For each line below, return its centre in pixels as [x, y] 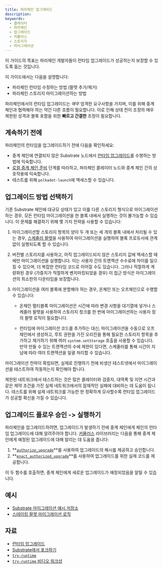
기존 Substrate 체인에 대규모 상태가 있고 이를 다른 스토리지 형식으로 [69, 210]
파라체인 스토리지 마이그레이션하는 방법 [49, 93]
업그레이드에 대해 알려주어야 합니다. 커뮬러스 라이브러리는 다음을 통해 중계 [80, 433]
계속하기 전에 [24, 133]
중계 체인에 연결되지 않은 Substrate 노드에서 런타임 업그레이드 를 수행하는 [81, 156]
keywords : [15, 19]
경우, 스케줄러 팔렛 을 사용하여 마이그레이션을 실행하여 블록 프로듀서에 [83, 238]
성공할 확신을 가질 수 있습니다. [39, 398]
